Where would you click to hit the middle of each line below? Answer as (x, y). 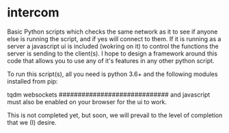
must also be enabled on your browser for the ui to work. (87, 101)
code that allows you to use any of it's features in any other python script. (111, 60)
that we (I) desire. (32, 122)
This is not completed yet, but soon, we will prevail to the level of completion (115, 115)
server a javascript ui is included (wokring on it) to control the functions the (113, 46)
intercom (33, 13)
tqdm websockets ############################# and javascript (109, 95)
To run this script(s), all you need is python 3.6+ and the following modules (112, 74)
